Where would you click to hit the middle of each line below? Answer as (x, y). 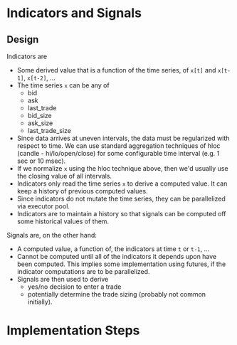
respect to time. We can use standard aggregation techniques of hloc (118, 146)
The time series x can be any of (63, 85)
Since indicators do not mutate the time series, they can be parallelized (121, 198)
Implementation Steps (73, 330)
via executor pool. (43, 206)
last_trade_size (49, 131)
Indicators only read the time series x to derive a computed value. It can (122, 184)
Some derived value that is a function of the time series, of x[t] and (116, 70)
